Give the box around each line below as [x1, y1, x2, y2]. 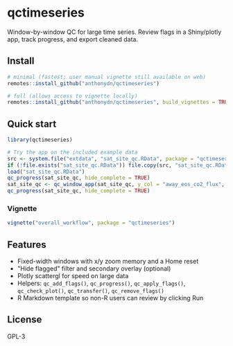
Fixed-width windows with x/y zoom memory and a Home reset [17, 257, 199, 266]
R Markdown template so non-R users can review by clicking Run [17, 294, 204, 302]
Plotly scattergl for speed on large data [17, 272, 129, 280]
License [7, 313, 42, 326]
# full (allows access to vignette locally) [7, 92, 138, 100]
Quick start [7, 118, 57, 129]
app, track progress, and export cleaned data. [7, 35, 139, 43]
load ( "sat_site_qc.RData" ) [7, 168, 85, 175]
